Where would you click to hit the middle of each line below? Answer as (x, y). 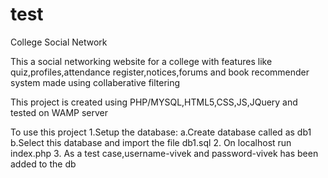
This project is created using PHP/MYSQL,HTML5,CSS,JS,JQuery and (154, 102)
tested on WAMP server (59, 112)
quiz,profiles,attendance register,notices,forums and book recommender (160, 72)
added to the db (43, 164)
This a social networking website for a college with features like (141, 61)
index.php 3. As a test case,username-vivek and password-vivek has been (164, 153)
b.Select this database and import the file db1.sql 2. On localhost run (151, 142)
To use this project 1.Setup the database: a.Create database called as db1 (161, 132)
